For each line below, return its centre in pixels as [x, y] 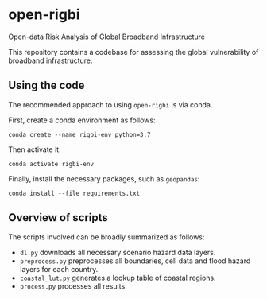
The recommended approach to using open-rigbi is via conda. [110, 104]
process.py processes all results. [73, 286]
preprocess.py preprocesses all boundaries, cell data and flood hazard [135, 261]
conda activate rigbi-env [51, 164]
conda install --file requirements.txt [74, 193]
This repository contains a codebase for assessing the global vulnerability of [133, 52]
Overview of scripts [58, 217]
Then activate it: [35, 149]
